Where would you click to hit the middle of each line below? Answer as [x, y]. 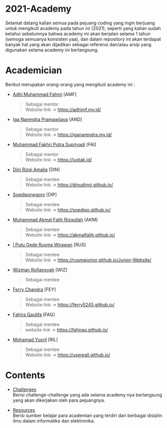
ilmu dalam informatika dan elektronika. [54, 421]
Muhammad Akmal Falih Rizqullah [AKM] [55, 219]
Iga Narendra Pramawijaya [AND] [47, 119]
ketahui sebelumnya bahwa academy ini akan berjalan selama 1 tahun [78, 34]
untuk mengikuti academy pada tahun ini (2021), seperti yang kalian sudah [83, 28]
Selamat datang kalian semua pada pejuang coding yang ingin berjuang [80, 23]
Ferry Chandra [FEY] [34, 289]
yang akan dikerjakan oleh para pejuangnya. [59, 400]
